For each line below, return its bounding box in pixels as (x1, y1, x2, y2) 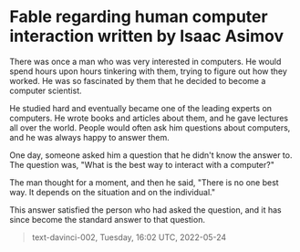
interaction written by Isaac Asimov (9, 26, 284, 47)
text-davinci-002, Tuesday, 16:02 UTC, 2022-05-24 (31, 231, 227, 243)
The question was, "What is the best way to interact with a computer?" (9, 159, 275, 170)
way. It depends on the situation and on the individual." (9, 186, 216, 197)
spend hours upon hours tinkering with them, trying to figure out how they (9, 66, 287, 77)
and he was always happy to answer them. (9, 131, 171, 142)
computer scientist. (9, 85, 82, 96)
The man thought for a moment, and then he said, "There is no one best (9, 176, 280, 188)
